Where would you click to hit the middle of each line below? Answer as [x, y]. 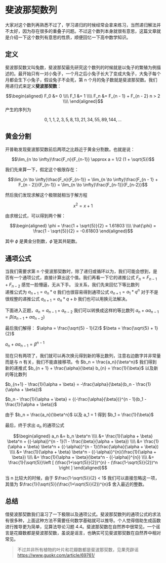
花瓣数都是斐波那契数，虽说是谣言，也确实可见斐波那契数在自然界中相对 [87, 533]
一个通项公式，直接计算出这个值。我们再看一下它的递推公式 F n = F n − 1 [85, 278]
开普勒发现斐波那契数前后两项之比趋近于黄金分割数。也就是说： [70, 149]
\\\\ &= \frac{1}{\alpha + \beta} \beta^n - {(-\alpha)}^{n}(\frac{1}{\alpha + [83, 452]
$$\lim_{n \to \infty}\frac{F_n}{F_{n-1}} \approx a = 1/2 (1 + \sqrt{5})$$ [83, 159]
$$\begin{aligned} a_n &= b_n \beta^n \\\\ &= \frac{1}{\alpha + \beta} [83, 436]
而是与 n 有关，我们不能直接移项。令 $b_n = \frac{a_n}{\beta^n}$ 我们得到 [81, 362]
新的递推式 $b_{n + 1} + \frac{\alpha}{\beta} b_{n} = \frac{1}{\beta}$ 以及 [80, 368]
